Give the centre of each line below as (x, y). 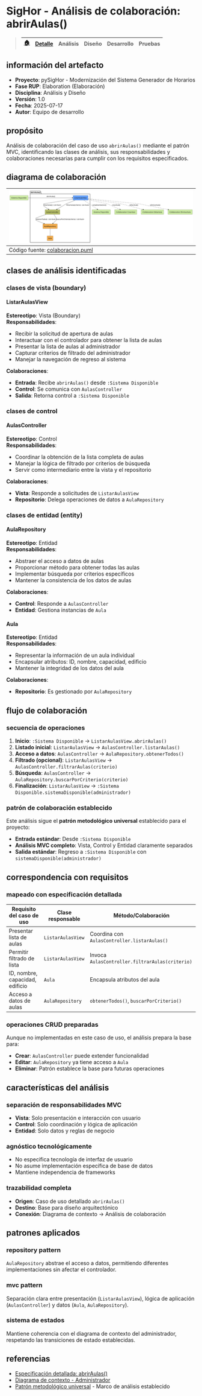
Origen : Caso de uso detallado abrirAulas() (70, 1201)
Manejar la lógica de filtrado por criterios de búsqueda (82, 463)
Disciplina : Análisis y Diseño (50, 92)
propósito (25, 131)
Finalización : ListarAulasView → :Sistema (67, 785)
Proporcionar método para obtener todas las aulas (77, 568)
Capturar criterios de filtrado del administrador (73, 353)
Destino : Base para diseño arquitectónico (66, 1207)
